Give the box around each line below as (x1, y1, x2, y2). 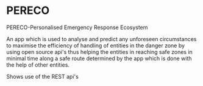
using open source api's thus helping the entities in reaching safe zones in (6, 48, 193, 55)
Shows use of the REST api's (6, 73, 79, 80)
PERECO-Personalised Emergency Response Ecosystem (6, 24, 148, 31)
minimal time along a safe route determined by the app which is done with (6, 55, 192, 62)
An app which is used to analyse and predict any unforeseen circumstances (6, 35, 197, 42)
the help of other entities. (6, 61, 70, 68)
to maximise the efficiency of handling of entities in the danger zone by (6, 42, 185, 49)
